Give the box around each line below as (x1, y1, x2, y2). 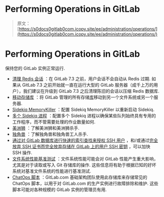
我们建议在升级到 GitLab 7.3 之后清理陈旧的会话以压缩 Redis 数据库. (23, 88, 160, 94)
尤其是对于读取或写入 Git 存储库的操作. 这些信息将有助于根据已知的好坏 (12, 162, 157, 168)
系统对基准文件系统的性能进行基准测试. (12, 168, 91, 174)
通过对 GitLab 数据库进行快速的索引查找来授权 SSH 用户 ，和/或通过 (12, 137, 150, 143)
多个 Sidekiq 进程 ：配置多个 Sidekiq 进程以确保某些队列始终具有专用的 (12, 112, 156, 119)
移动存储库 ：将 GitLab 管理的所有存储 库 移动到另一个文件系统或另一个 (12, 94, 154, 100)
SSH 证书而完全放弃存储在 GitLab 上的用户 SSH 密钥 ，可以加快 (22, 143, 151, 149)
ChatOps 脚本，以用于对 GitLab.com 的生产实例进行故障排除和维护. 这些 (12, 180, 159, 186)
